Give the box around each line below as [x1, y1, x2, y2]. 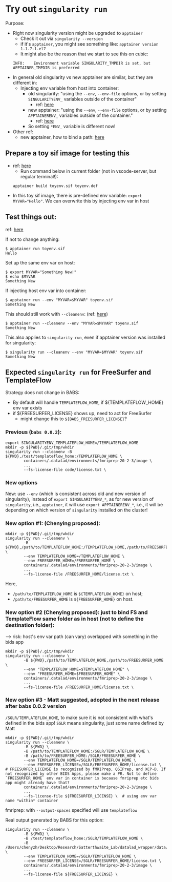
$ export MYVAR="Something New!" [5, 270, 77, 275]
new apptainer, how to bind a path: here [20, 134, 105, 140]
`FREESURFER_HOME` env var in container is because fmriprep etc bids [5, 775, 159, 781]
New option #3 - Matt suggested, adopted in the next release [5, 696, 160, 704]
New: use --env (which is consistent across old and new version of [5, 490, 146, 497]
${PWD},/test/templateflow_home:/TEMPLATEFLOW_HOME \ [5, 454, 123, 459]
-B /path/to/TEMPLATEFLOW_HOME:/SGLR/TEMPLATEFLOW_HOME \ [24, 749, 150, 754]
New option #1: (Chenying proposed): [5, 520, 101, 527]
